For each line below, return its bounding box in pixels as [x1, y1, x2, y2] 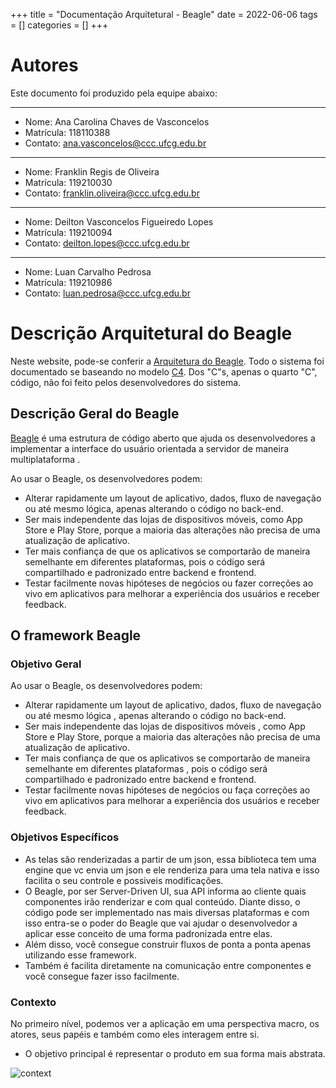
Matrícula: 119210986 [24, 276, 113, 288]
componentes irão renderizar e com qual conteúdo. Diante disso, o [24, 895, 301, 908]
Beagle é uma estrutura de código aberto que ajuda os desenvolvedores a [10, 432, 316, 444]
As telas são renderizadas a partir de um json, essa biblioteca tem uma [24, 853, 317, 865]
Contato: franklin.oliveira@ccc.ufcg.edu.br [24, 187, 200, 199]
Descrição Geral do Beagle [10, 405, 180, 423]
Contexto [10, 995, 57, 1009]
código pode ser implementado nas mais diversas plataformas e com [24, 906, 310, 918]
